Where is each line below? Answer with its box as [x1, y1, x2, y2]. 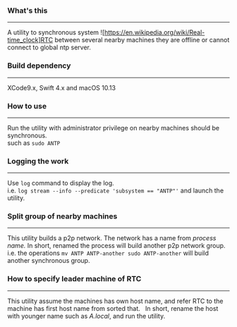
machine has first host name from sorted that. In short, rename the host [7, 304, 219, 312]
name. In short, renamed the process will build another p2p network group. [7, 242, 226, 250]
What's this [7, 6, 48, 16]
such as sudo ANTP [7, 138, 61, 147]
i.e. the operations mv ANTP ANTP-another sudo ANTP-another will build [7, 249, 209, 257]
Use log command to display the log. [7, 179, 114, 187]
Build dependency [7, 61, 71, 70]
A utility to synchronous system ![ [7, 28, 105, 37]
